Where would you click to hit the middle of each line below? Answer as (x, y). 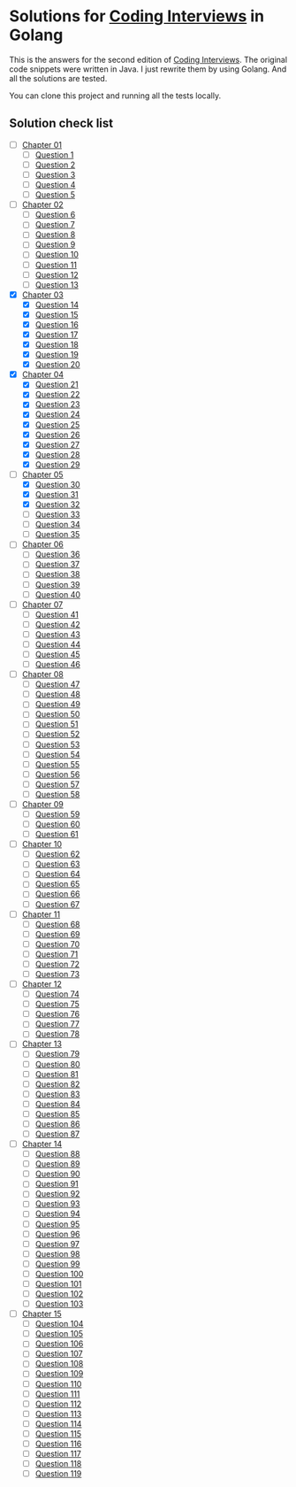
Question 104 (59, 1324)
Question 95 (57, 1224)
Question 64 (58, 874)
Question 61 (57, 835)
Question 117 (58, 1453)
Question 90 (58, 1174)
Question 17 (57, 335)
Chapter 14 (42, 1144)
